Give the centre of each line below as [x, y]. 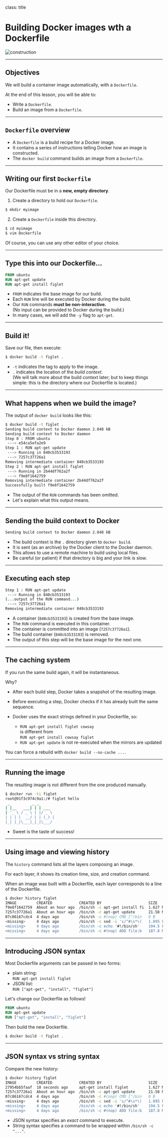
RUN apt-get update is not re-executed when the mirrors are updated [91, 742]
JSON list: [23, 984]
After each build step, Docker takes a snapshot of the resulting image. [84, 692]
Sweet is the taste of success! [43, 831]
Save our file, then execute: [33, 348]
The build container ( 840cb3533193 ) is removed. [61, 634]
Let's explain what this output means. [51, 500]
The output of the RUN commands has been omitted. [65, 495]
